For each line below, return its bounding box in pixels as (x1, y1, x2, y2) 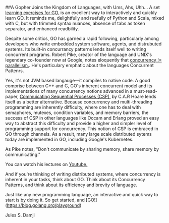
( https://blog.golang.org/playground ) (5, 202, 82, 208)
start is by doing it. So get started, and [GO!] (5, 197, 97, 203)
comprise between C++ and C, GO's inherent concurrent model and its (5, 83, 153, 89)
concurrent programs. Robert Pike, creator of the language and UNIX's (5, 51, 152, 58)
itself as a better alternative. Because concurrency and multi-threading (5, 99, 152, 105)
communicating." (5, 151, 41, 157)
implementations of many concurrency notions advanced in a (5, 88, 133, 94)
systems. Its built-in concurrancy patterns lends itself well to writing (5, 46, 146, 52)
